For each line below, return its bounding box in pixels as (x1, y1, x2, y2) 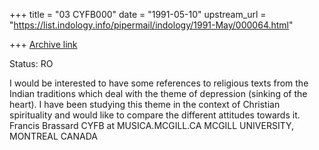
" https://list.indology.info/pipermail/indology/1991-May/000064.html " (9, 19, 294, 31)
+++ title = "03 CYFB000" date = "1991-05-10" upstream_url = (9, 9, 267, 20)
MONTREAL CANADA (9, 130, 98, 142)
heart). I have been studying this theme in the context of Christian (9, 99, 281, 110)
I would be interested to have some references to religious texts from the (9, 77, 309, 89)
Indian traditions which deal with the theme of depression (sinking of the (9, 88, 308, 99)
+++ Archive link (9, 39, 78, 50)
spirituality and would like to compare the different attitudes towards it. (9, 109, 301, 121)
